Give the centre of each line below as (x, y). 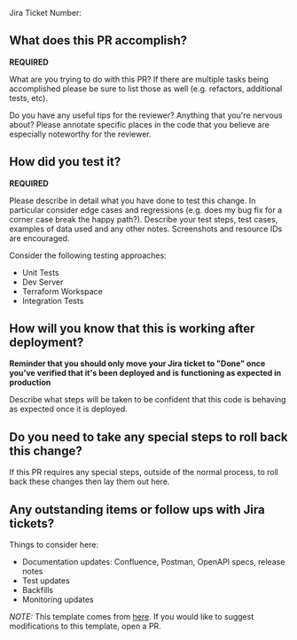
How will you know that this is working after (132, 328)
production (30, 382)
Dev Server (43, 282)
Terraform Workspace (63, 291)
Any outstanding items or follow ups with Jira (137, 509)
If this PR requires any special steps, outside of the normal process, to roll (144, 472)
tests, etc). (29, 98)
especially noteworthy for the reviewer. (80, 134)
